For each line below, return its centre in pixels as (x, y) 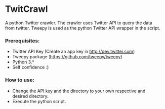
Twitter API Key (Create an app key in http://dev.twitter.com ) (73, 52)
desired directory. (30, 96)
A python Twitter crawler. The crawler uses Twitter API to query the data (79, 23)
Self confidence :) (30, 67)
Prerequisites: (22, 40)
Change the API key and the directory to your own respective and (79, 91)
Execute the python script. (39, 101)
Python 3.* (23, 62)
